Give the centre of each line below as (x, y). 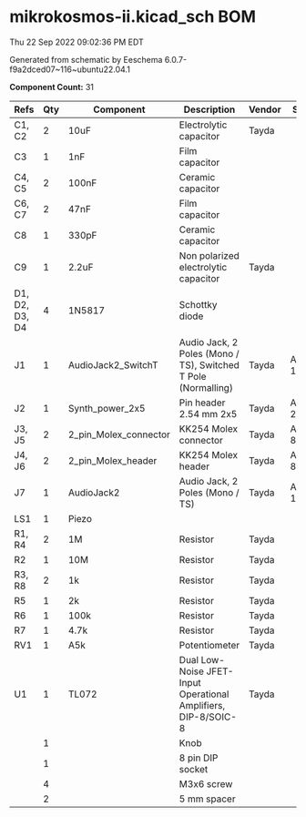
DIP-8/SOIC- (208, 717)
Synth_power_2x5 (107, 408)
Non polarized (209, 255)
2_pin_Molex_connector (119, 434)
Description (209, 109)
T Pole (193, 376)
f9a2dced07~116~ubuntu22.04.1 (70, 69)
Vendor (265, 109)
